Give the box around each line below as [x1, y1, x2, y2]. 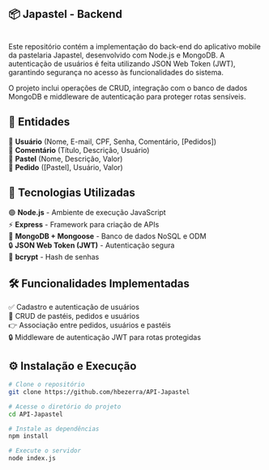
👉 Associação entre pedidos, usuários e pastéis [8, 320, 172, 330]
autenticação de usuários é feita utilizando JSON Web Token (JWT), [8, 58, 237, 68]
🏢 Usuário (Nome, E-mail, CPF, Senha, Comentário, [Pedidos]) [8, 137, 217, 146]
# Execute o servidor [8, 447, 82, 455]
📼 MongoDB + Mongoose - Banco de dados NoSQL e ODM [8, 231, 207, 241]
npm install [8, 432, 49, 440]
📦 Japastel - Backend [8, 7, 123, 21]
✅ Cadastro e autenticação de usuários [8, 303, 140, 312]
